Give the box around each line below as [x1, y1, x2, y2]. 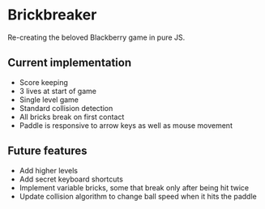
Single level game [19, 95, 79, 104]
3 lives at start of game [19, 86, 96, 96]
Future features [7, 144, 88, 158]
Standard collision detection [19, 103, 113, 113]
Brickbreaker [7, 6, 97, 24]
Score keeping [19, 77, 68, 87]
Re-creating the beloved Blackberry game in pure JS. [7, 32, 186, 42]
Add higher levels [19, 165, 79, 175]
